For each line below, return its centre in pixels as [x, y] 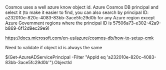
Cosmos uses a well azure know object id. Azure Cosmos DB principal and [82, 7]
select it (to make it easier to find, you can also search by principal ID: [77, 12]
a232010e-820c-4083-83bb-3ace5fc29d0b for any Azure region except [80, 18]
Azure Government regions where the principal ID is [58, 23]
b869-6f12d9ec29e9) [27, 28]
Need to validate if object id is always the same [54, 47]
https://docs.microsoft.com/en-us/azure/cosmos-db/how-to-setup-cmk [79, 38]
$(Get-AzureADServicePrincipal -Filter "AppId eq [55, 57]
